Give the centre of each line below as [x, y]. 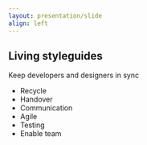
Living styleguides [55, 56]
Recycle [33, 91]
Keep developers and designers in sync [73, 75]
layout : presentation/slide [55, 16]
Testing [33, 125]
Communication [46, 108]
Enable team [41, 134]
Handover [37, 99]
